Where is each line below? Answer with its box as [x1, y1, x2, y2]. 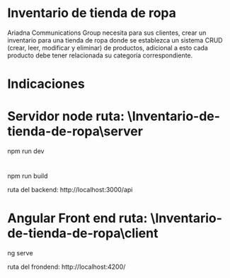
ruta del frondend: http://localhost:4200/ [7, 262, 126, 271]
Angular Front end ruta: [7, 211, 148, 226]
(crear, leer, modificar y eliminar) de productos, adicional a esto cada [7, 43, 209, 52]
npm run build [7, 172, 48, 180]
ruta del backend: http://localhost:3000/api [7, 186, 133, 194]
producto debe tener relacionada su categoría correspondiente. [7, 51, 193, 60]
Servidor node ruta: [7, 109, 125, 125]
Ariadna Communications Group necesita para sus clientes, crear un [7, 28, 207, 37]
